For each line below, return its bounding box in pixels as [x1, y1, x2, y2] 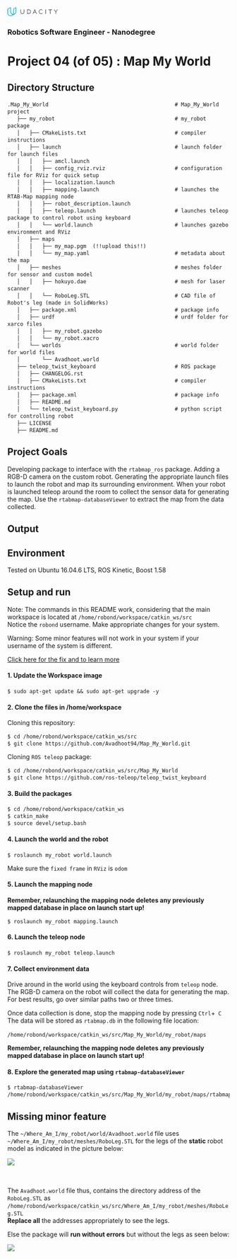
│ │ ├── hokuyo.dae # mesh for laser [16, 278, 226, 285]
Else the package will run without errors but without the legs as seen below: [7, 1230, 230, 1238]
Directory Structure [7, 81, 95, 93]
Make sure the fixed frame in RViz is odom [7, 864, 128, 872]
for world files [7, 348, 55, 356]
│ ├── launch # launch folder [16, 143, 222, 151]
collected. [7, 502, 37, 511]
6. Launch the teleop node [7, 933, 86, 941]
